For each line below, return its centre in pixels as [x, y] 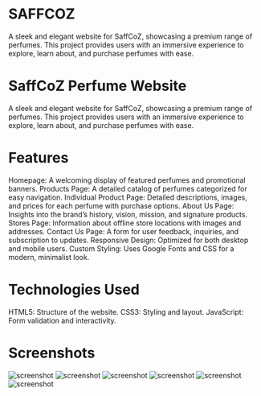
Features [39, 158]
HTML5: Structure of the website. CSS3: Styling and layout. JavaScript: [126, 311]
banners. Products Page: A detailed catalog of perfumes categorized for [128, 188]
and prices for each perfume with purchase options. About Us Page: [121, 205]
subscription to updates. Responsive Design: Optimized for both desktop [128, 240]
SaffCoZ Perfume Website [98, 86]
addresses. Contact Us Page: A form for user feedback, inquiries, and [124, 231]
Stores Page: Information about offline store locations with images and [125, 223]
